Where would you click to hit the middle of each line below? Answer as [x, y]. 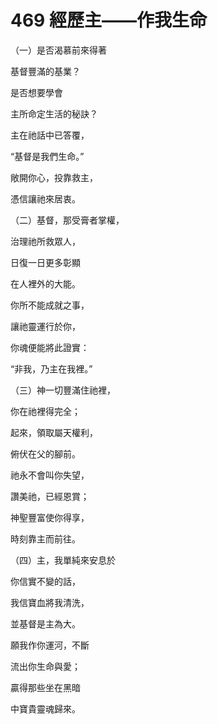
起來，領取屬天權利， [54, 432]
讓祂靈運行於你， [45, 326]
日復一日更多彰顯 [45, 262]
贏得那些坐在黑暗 [45, 687]
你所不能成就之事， [50, 305]
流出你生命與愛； [45, 666]
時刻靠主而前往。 [45, 538]
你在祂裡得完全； [45, 411]
